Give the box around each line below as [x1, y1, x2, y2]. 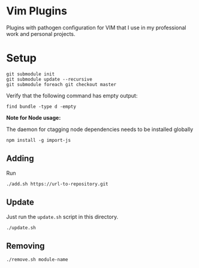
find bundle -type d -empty [6, 103, 77, 109]
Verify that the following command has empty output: [6, 92, 138, 99]
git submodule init [6, 71, 55, 77]
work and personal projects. [6, 30, 76, 37]
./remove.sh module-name [6, 257, 68, 263]
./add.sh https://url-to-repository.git [6, 181, 109, 187]
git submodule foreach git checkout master [6, 81, 117, 87]
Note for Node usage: [6, 114, 61, 121]
